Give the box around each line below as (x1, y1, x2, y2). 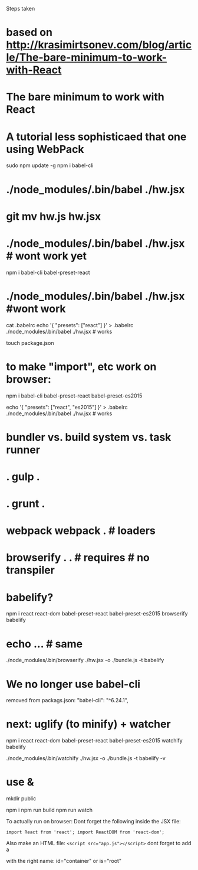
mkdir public (6, 795, 37, 802)
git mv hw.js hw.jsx (6, 210, 101, 223)
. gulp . (6, 470, 40, 483)
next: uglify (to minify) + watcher (6, 718, 171, 731)
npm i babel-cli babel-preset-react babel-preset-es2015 (6, 392, 143, 399)
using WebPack (6, 142, 84, 156)
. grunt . (6, 497, 45, 510)
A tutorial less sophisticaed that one (6, 130, 187, 144)
